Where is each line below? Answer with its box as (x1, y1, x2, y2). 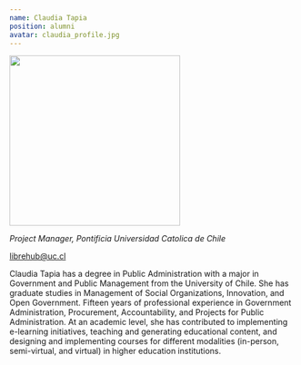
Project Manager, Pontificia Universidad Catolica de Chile (9, 233, 226, 244)
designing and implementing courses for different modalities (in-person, (9, 336, 279, 347)
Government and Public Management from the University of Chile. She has (9, 278, 289, 289)
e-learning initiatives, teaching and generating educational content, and (9, 326, 277, 337)
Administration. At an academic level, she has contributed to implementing (9, 317, 288, 328)
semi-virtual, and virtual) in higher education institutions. (9, 346, 222, 357)
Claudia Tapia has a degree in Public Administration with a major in (9, 269, 259, 280)
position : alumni (9, 22, 75, 31)
